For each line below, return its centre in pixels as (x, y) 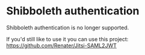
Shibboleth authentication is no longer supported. (68, 27)
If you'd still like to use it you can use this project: (67, 39)
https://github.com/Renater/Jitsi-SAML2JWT (62, 45)
